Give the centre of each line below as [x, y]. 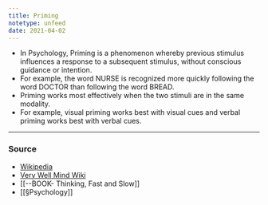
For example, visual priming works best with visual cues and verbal [130, 112]
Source [23, 149]
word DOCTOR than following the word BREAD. [97, 87]
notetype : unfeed [37, 23]
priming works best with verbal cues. [81, 121]
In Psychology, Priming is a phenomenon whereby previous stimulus [132, 53]
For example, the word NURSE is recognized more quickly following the [137, 79]
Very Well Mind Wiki [53, 175]
